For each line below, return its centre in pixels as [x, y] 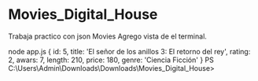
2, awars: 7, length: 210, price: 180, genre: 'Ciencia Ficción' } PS [111, 60]
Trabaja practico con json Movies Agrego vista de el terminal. [107, 36]
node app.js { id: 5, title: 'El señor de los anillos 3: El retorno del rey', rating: [129, 51]
